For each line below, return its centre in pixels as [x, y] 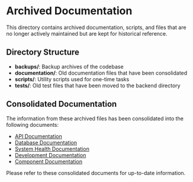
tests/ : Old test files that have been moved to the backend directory [97, 85]
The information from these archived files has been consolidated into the [95, 118]
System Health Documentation [52, 149]
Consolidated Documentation [62, 104]
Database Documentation [46, 142]
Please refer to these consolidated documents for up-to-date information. [96, 173]
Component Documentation [49, 161]
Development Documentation [50, 155]
